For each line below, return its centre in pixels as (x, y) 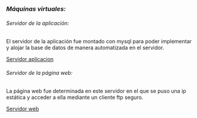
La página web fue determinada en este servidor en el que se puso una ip (96, 91)
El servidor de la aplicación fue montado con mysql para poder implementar (99, 42)
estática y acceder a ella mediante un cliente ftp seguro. (75, 97)
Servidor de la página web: (39, 72)
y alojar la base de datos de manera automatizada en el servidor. (85, 48)
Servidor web (23, 109)
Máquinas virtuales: (36, 9)
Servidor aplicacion (30, 59)
